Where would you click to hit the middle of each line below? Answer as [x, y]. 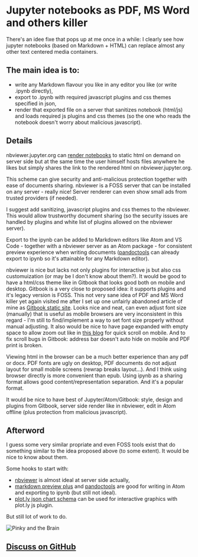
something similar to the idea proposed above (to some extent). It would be [98, 451]
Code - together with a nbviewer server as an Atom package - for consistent [99, 246]
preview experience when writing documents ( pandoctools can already [93, 252]
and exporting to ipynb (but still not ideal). [66, 493]
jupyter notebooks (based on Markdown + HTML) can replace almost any [95, 45]
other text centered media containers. [52, 51]
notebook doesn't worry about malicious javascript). [78, 122]
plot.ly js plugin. [34, 505]
